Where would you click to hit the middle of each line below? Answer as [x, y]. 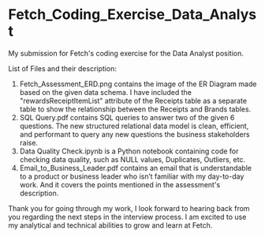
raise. [28, 142]
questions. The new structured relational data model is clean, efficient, [134, 126]
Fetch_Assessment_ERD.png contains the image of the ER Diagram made [138, 84]
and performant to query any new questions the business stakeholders [134, 134]
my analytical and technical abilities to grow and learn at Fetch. [110, 225]
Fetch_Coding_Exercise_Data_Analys [132, 15]
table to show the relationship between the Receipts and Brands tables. [135, 109]
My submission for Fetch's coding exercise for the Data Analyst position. [126, 53]
